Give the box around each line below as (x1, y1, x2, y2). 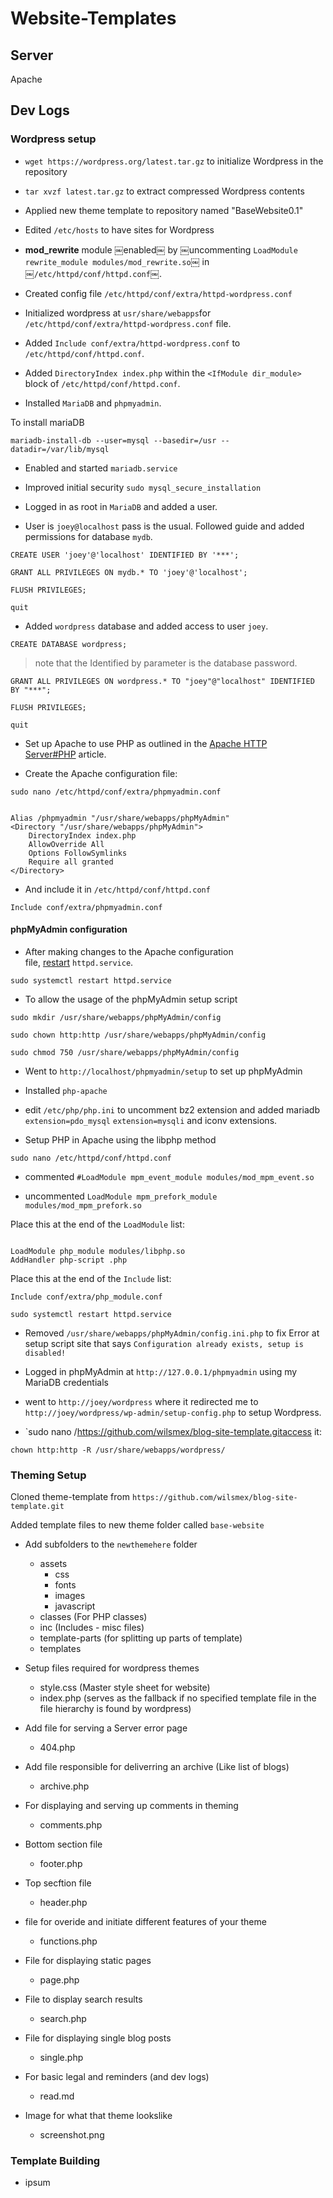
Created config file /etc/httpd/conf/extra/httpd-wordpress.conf (24, 287, 293, 299)
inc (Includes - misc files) (39, 1622, 145, 1634)
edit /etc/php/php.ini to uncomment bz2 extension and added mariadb (24, 1103, 320, 1116)
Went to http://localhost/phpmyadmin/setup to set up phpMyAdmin (24, 1065, 303, 1077)
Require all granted (28, 857, 114, 867)
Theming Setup (10, 1468, 87, 1482)
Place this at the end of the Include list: (10, 1272, 172, 1284)
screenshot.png (39, 2129, 105, 2141)
